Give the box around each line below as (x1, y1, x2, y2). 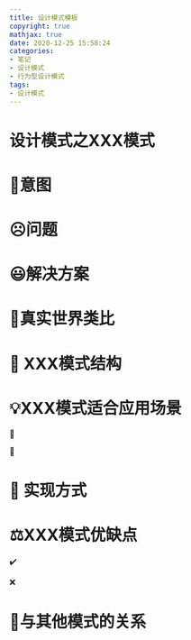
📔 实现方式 (9, 480, 87, 500)
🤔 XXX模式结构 (9, 353, 123, 374)
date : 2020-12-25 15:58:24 (9, 38, 111, 48)
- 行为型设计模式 (9, 72, 65, 81)
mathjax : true (9, 30, 63, 39)
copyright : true (9, 22, 70, 31)
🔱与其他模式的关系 (9, 611, 147, 632)
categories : (9, 47, 54, 56)
